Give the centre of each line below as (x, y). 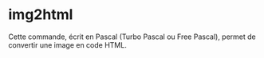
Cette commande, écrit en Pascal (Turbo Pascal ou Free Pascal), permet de (132, 37)
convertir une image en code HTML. (68, 44)
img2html (41, 15)
